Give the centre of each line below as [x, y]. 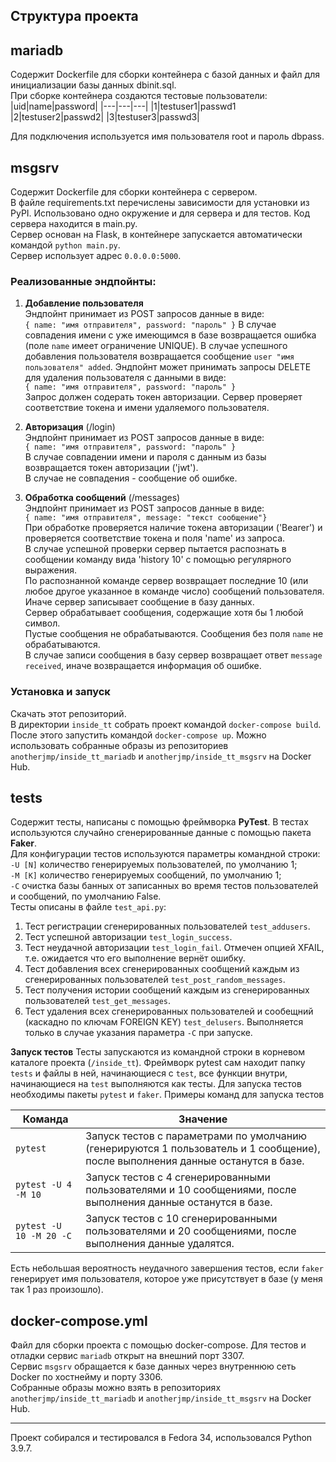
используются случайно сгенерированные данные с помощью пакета [161, 833]
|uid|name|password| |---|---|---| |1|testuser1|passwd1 [123, 106]
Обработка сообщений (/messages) [102, 498]
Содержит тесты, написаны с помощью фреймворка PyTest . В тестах [159, 822]
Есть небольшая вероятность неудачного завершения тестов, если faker [167, 1268]
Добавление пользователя [84, 303]
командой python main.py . [65, 245]
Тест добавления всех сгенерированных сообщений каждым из [162, 969]
